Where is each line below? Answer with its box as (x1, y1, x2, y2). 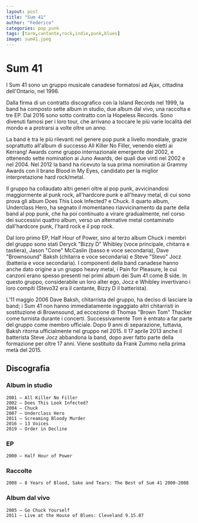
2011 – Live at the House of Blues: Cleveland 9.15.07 (6, 512, 144, 518)
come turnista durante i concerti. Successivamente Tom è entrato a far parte (6, 315, 193, 322)
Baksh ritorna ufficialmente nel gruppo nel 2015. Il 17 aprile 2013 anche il (6, 327, 182, 335)
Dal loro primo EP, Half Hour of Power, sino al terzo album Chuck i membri (6, 234, 186, 241)
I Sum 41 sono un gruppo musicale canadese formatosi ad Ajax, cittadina (6, 81, 184, 88)
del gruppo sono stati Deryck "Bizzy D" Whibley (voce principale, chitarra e (6, 240, 190, 248)
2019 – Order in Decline (6, 426, 67, 432)
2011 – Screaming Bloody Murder (6, 415, 86, 421)
